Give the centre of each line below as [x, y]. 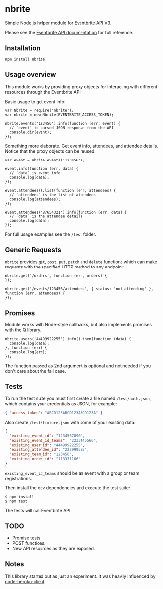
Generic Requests [33, 249]
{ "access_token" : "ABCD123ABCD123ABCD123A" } [54, 413]
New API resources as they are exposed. [54, 548]
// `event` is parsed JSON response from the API [61, 128]
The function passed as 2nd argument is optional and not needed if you [78, 366]
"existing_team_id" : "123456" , [42, 454]
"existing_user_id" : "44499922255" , [47, 445]
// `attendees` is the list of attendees [53, 195]
